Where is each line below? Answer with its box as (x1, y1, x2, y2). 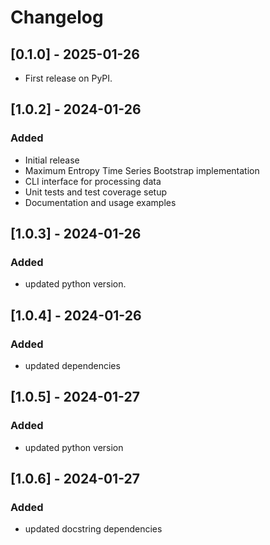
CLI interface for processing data (24, 175, 162, 187)
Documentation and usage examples (24, 196, 177, 208)
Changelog (10, 6, 104, 29)
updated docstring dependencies (24, 523, 163, 535)
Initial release (24, 154, 80, 166)
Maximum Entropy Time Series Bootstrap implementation (24, 164, 260, 176)
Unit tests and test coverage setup (24, 186, 167, 198)
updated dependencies (24, 360, 121, 372)
